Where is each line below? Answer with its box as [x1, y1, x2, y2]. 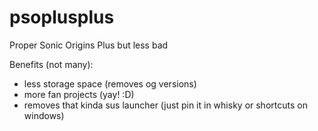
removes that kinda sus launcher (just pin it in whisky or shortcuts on [23, 99, 308, 111]
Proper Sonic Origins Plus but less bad [9, 39, 169, 51]
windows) [23, 109, 65, 121]
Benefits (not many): [9, 58, 94, 70]
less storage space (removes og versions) [23, 77, 197, 90]
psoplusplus [9, 6, 115, 29]
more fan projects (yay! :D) [23, 88, 135, 100]
